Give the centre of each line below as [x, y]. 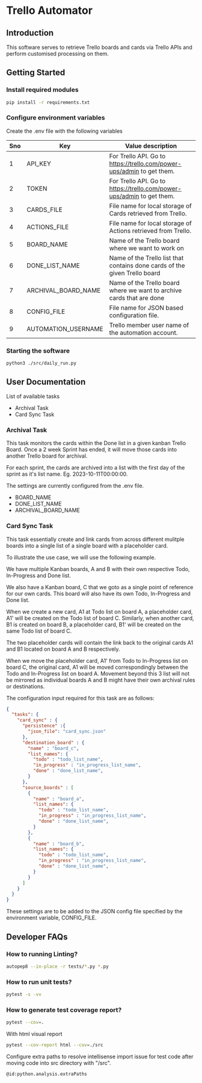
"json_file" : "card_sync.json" [67, 732]
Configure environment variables [56, 118]
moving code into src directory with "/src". [59, 1062]
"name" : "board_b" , [59, 844]
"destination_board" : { [53, 743]
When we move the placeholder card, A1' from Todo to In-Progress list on [97, 660]
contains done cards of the [147, 265]
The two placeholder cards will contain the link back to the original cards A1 [100, 642]
